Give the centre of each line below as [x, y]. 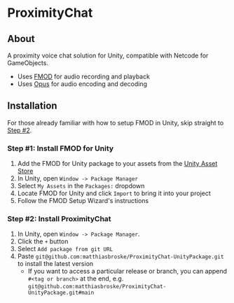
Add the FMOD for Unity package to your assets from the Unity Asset [117, 164]
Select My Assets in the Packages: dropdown [81, 186]
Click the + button [43, 241]
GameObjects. [28, 63]
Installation [32, 106]
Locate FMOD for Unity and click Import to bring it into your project [114, 193]
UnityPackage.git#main [61, 293]
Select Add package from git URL [65, 249]
